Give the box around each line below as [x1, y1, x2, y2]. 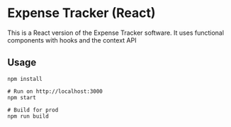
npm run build [7, 112, 50, 120]
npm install [7, 75, 43, 82]
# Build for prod [7, 106, 59, 114]
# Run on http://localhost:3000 [7, 87, 103, 95]
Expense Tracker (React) [7, 5, 156, 21]
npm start [7, 94, 37, 101]
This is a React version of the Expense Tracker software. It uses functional [7, 28, 225, 37]
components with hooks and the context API [7, 35, 137, 44]
